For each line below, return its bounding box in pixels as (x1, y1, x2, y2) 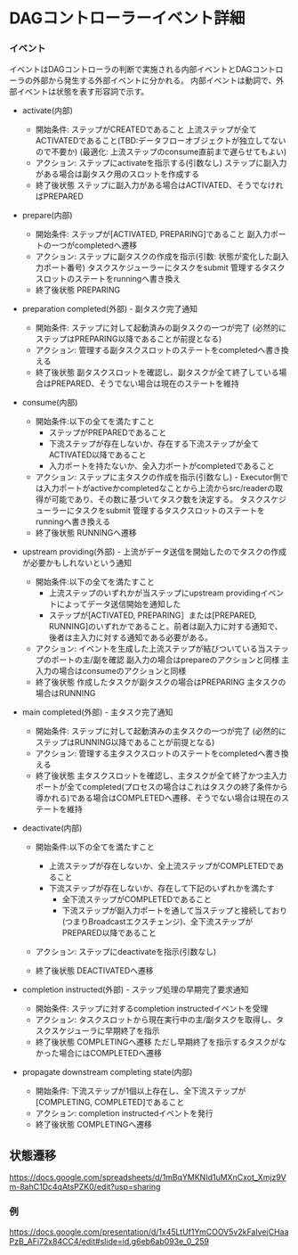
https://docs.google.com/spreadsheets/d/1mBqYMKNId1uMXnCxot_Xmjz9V (9, 1172, 286, 1183)
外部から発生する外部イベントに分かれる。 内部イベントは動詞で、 (32, 75, 277, 86)
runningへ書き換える (35, 516, 111, 527)
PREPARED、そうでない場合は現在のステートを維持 (51, 378, 240, 389)
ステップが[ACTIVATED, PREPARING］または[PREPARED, (48, 610, 257, 620)
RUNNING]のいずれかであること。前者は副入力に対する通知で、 (48, 621, 283, 632)
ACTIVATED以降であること (48, 449, 147, 460)
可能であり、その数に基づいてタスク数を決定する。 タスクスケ (51, 494, 278, 504)
